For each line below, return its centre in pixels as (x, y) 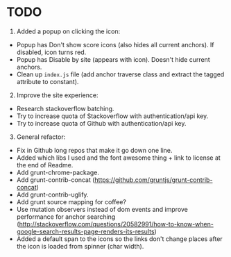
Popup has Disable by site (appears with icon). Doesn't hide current (113, 59)
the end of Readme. (45, 165)
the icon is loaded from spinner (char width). (80, 246)
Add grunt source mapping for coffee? (71, 201)
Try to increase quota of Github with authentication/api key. (101, 123)
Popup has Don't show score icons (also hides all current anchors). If (115, 44)
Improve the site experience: (57, 95)
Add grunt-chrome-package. (58, 172)
